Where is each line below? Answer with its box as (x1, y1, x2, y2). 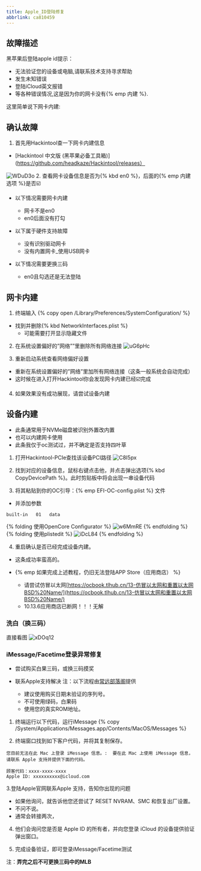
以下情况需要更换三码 (14, 260, 68, 267)
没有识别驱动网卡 (23, 240, 67, 248)
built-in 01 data (6, 511, 61, 517)
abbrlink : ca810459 (6, 14, 55, 20)
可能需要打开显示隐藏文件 (23, 329, 88, 336)
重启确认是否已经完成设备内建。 (14, 543, 94, 550)
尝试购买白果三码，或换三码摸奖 (14, 665, 94, 672)
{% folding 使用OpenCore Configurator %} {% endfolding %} (6, 523, 188, 530)
